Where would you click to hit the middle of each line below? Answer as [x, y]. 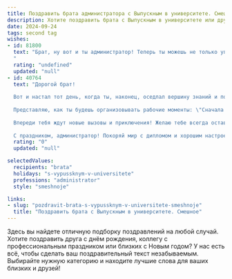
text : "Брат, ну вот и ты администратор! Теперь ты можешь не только [115, 52]
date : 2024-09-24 [32, 26]
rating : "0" [31, 142]
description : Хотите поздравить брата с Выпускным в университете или [111, 20]
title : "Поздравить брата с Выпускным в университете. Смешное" [108, 212]
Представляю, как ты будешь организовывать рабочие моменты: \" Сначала [119, 110]
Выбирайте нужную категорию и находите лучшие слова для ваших [108, 261]
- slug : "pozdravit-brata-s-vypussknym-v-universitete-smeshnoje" [105, 205]
